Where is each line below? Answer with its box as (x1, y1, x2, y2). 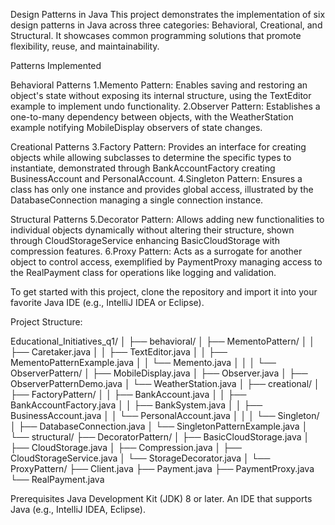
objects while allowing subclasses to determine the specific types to (10, 152, 292, 163)
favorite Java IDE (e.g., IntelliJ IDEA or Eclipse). (10, 297, 205, 308)
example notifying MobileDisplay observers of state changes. (10, 122, 263, 133)
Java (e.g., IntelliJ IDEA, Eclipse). (10, 504, 146, 515)
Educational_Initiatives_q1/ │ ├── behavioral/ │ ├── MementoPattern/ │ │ (10, 335, 316, 347)
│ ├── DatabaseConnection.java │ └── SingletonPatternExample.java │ (10, 420, 308, 432)
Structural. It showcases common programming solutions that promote (10, 30, 302, 41)
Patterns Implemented (10, 60, 102, 71)
